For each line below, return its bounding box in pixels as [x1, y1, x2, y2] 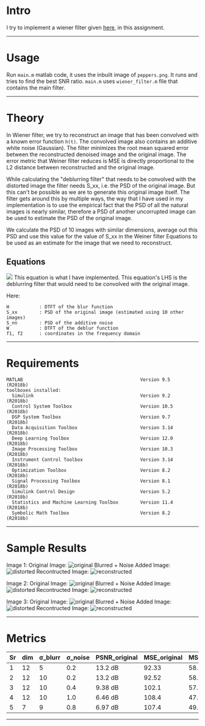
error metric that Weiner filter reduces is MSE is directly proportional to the [6, 157, 194, 165]
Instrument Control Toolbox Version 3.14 [12, 457, 173, 463]
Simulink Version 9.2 [12, 393, 171, 399]
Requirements [6, 356, 79, 370]
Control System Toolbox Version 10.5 [12, 403, 173, 409]
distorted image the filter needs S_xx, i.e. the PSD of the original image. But [6, 182, 195, 189]
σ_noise [66, 653, 90, 662]
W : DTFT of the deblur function [6, 325, 119, 331]
